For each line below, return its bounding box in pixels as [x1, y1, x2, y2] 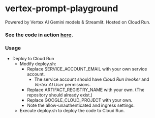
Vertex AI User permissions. [34, 82, 91, 88]
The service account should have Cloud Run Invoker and [34, 76, 149, 82]
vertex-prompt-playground [5, 3, 118, 14]
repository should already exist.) [27, 92, 93, 98]
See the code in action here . [5, 31, 74, 38]
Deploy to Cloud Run [12, 56, 55, 62]
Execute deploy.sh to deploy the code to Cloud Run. [19, 108, 125, 114]
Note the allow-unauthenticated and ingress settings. [27, 102, 135, 108]
